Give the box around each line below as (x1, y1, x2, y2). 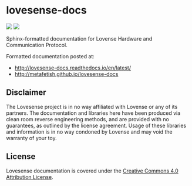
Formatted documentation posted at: (6, 52, 95, 59)
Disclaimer (6, 88, 46, 98)
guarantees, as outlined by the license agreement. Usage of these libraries (6, 122, 187, 129)
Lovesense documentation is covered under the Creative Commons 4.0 (6, 167, 179, 174)
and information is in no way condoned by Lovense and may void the (6, 128, 173, 135)
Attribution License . (6, 173, 54, 180)
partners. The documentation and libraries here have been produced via (6, 109, 181, 117)
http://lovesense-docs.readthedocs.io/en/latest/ (14, 64, 131, 71)
